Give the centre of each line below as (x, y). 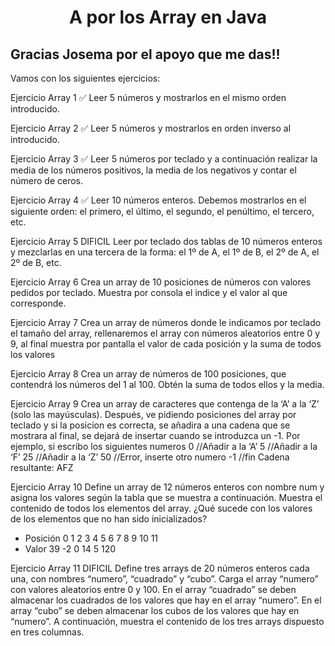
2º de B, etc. (36, 262)
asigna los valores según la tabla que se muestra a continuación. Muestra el (166, 497)
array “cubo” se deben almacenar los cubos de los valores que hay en (155, 610)
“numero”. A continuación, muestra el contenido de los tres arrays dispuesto (167, 621)
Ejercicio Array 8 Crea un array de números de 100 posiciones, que (148, 374)
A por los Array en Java (168, 17)
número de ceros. (47, 180)
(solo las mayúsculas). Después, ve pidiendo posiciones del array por (153, 414)
